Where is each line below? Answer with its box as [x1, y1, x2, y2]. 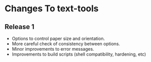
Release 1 [4, 23, 34, 31]
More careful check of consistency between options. [11, 41, 120, 47]
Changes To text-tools [4, 3, 99, 14]
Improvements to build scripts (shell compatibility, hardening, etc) [11, 51, 146, 57]
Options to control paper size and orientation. [11, 35, 105, 41]
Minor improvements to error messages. [11, 46, 94, 52]
